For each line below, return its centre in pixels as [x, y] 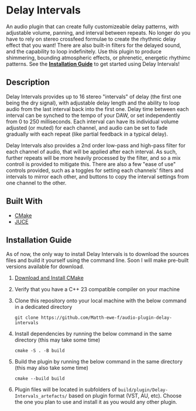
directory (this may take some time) [57, 340]
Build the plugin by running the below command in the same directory [99, 362]
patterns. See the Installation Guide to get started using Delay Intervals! [93, 64]
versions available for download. [45, 267]
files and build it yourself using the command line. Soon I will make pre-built [97, 260]
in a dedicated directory [43, 307]
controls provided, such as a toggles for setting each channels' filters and [95, 170]
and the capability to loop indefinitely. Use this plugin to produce [84, 51]
